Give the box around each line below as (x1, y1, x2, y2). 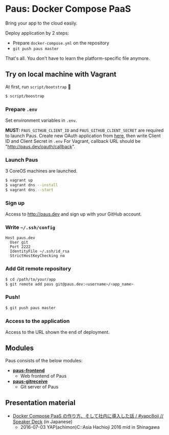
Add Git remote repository (5, 265, 71, 272)
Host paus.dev (5, 235, 36, 241)
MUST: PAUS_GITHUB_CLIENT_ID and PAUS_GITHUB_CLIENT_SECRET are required (5, 127, 164, 133)
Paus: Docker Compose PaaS (5, 3, 131, 15)
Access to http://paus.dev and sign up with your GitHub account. (5, 211, 142, 217)
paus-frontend (12, 367, 45, 374)
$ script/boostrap (5, 93, 44, 99)
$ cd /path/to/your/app (5, 277, 56, 282)
